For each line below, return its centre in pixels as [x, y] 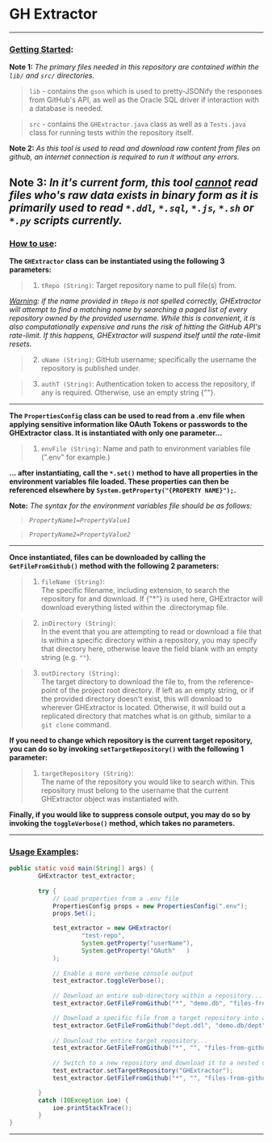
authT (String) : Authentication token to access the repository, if [148, 383]
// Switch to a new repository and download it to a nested [155, 1063]
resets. [21, 344]
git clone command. [76, 724]
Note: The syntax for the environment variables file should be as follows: [131, 506]
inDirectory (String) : [78, 623]
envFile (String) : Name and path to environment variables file [146, 448]
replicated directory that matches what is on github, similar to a [146, 716]
